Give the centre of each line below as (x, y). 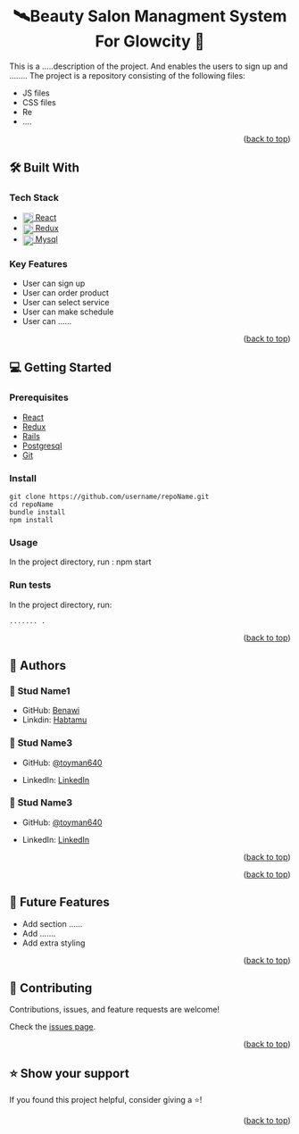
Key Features (39, 263)
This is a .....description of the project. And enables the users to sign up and (149, 66)
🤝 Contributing (51, 988)
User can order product (65, 292)
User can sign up (54, 283)
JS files (36, 93)
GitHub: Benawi (51, 711)
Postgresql (42, 446)
